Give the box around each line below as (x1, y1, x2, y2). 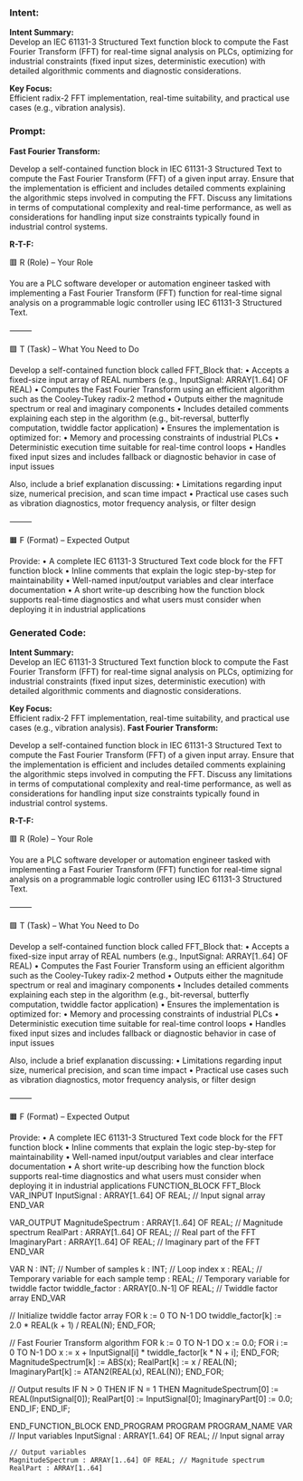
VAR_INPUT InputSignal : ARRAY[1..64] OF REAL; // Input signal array (9, 1190, 266, 1201)
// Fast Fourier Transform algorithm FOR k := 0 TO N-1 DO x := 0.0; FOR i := (9, 1337, 289, 1348)
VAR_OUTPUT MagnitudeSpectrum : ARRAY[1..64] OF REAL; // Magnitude (9, 1217, 283, 1228)
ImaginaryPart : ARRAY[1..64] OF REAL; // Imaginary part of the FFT (9, 1236, 260, 1247)
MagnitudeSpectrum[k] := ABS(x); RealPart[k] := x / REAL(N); (9, 1356, 238, 1367)
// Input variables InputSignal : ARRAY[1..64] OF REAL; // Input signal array (9, 1430, 285, 1441)
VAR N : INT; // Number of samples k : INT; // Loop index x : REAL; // (9, 1263, 262, 1274)
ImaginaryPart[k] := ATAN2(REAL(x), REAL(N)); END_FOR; (9, 1366, 224, 1377)
